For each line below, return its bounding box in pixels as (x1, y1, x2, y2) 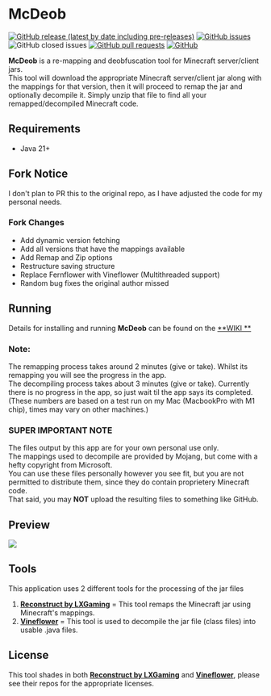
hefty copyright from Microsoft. (8, 460, 113, 470)
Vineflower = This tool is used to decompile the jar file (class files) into (19, 616, 256, 626)
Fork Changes (8, 217, 65, 229)
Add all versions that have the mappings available (19, 244, 186, 254)
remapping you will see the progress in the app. (8, 370, 167, 379)
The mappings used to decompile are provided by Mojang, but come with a (8, 451, 258, 461)
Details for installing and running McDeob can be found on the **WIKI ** (8, 323, 252, 333)
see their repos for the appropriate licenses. (8, 678, 155, 688)
